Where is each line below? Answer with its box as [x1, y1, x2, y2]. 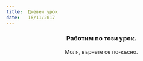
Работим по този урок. [66, 34, 137, 43]
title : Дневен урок [6, 8, 59, 15]
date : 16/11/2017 [6, 14, 56, 21]
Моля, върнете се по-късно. [65, 48, 138, 55]
